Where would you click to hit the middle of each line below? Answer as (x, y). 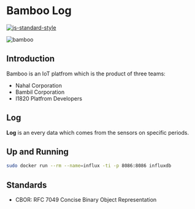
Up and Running (38, 152)
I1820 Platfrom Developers (49, 98)
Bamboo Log (39, 11)
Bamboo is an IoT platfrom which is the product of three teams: (86, 74)
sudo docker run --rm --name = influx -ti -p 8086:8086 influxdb (89, 166)
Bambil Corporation (40, 92)
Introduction (31, 59)
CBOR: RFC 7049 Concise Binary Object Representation (86, 200)
